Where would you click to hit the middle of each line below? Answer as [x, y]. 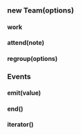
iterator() [20, 125]
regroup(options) [32, 58]
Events [19, 76]
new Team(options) [40, 10]
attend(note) [26, 43]
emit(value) [24, 93]
